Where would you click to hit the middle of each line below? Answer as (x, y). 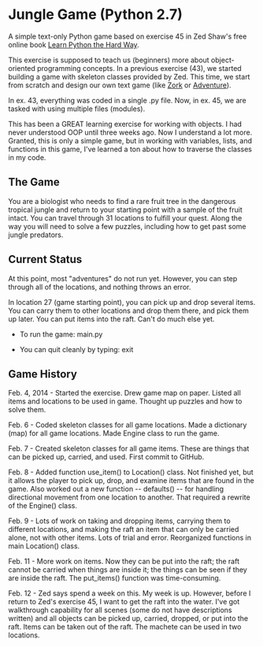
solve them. (27, 410)
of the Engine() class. (43, 506)
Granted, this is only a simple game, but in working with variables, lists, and (130, 140)
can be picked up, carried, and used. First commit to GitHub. (106, 457)
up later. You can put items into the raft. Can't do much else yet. (111, 319)
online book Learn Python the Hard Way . (74, 44)
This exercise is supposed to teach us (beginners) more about (109, 60)
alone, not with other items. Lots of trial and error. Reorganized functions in (130, 538)
